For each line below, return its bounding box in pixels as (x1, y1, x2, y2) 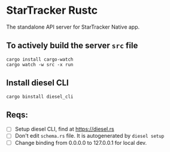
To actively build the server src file (6, 41, 138, 51)
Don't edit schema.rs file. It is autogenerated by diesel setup (14, 132, 165, 139)
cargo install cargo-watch (6, 56, 74, 63)
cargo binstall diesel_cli (6, 94, 74, 100)
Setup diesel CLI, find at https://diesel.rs (14, 126, 115, 133)
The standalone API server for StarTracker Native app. (6, 23, 140, 30)
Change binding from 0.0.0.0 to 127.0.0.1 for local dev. (14, 139, 147, 146)
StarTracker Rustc (6, 4, 98, 17)
